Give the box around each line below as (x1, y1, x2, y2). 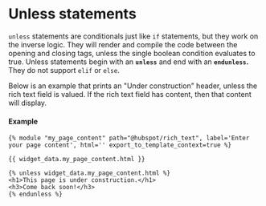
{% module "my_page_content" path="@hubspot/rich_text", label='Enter (8, 134, 250, 143)
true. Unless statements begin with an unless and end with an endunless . (8, 57, 249, 67)
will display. (8, 98, 47, 107)
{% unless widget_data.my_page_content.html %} (8, 169, 171, 177)
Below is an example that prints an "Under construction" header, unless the (8, 81, 258, 91)
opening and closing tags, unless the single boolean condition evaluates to (8, 48, 256, 58)
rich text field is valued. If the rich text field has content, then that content (8, 89, 252, 99)
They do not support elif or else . (8, 65, 121, 75)
